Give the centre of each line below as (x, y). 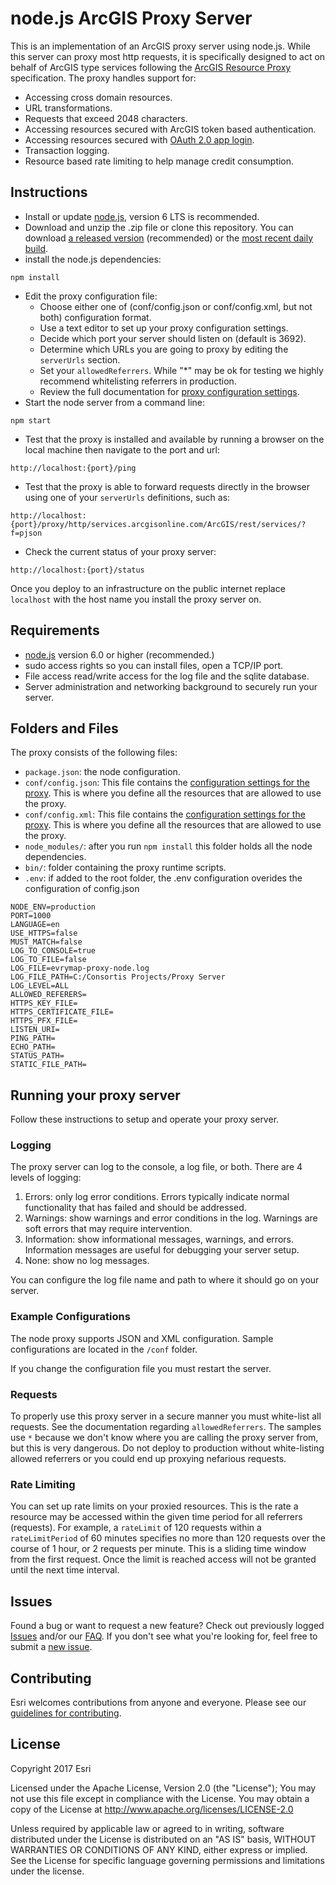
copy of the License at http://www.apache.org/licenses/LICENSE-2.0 (152, 1809)
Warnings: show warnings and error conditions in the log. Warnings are (171, 1218)
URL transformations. (68, 108)
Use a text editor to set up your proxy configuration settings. (164, 328)
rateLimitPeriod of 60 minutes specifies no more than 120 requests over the (168, 1538)
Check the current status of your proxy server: (120, 551)
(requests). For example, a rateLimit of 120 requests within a (136, 1528)
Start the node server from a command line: (115, 402)
